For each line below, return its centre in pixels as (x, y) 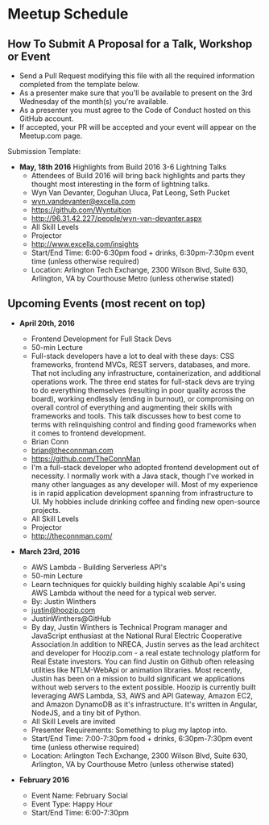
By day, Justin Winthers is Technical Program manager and (129, 627)
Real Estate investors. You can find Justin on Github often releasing (143, 661)
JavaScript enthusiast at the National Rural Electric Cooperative (137, 635)
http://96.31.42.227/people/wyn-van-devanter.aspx (116, 218)
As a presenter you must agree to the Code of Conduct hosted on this (135, 110)
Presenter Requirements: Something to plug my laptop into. (129, 730)
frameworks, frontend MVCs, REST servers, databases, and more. (141, 365)
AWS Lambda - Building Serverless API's (99, 567)
